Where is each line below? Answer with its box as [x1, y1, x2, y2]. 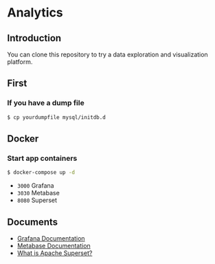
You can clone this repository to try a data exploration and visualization [7, 50, 208, 58]
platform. [7, 58, 33, 66]
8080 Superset [16, 196, 57, 204]
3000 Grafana [16, 181, 54, 190]
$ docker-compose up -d [7, 169, 76, 176]
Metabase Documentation [16, 241, 91, 250]
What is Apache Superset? [16, 249, 93, 257]
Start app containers [7, 153, 78, 163]
